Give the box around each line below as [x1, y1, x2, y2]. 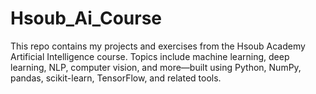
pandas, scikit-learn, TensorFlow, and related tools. [10, 72, 222, 84]
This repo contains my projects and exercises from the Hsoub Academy [10, 40, 306, 52]
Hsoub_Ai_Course [10, 7, 163, 30]
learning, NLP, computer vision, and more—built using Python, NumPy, [10, 61, 302, 73]
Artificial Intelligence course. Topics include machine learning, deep [10, 50, 290, 62]
